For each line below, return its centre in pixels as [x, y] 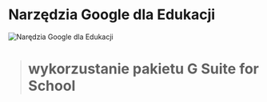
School [52, 86]
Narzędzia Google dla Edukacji [112, 15]
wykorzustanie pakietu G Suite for [143, 69]
